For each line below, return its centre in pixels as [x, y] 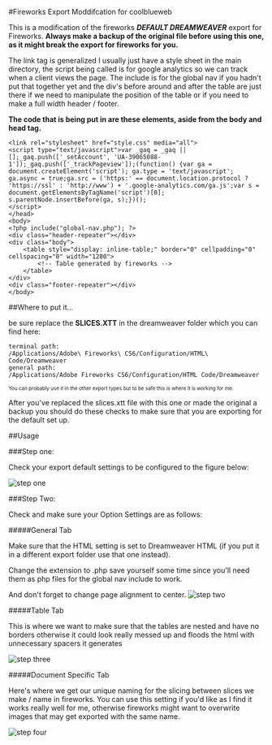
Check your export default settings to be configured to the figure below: [129, 467]
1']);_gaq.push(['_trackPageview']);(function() [92, 164]
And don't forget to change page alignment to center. [97, 595]
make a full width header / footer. [64, 104]
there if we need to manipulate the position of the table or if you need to [129, 95]
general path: [32, 368]
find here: [25, 331]
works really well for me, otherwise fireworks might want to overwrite [124, 708]
